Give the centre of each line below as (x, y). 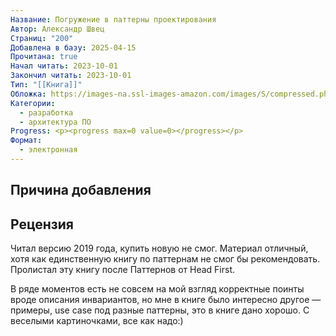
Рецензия (42, 224)
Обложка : (28, 94)
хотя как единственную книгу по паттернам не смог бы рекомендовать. (165, 259)
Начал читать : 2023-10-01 (64, 66)
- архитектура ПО (55, 122)
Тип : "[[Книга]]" (46, 85)
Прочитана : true (44, 57)
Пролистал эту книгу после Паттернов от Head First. (122, 270)
